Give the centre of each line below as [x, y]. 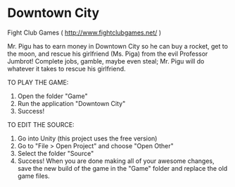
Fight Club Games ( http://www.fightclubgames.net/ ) [84, 32]
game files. [34, 176]
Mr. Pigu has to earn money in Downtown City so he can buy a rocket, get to [118, 46]
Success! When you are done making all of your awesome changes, [116, 161]
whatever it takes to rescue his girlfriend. [66, 68]
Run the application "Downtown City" [71, 103]
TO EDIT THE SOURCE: [41, 124]
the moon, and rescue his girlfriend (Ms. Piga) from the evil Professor [108, 54]
